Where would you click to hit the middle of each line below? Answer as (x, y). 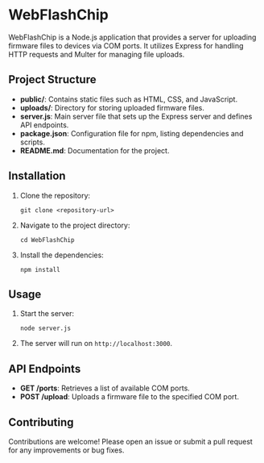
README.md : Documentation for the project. (95, 150)
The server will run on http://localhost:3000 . (96, 344)
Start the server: (47, 314)
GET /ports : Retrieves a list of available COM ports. (105, 388)
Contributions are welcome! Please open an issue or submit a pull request (131, 442)
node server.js (45, 328)
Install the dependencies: (62, 255)
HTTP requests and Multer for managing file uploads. (97, 54)
